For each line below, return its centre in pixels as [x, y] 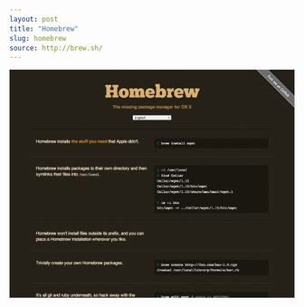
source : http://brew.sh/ [56, 48]
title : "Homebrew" [44, 29]
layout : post [34, 19]
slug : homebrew [38, 38]
